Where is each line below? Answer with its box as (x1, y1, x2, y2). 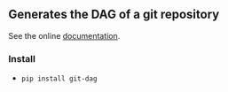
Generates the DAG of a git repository (8, 7, 220, 22)
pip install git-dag (20, 74, 98, 83)
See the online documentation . (8, 30, 121, 41)
